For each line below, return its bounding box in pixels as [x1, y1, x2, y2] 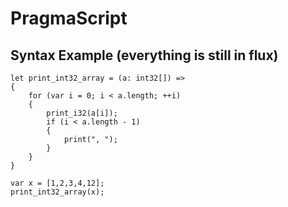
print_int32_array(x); [10, 187, 105, 197]
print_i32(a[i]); [46, 108, 118, 118]
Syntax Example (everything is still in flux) [10, 47, 279, 64]
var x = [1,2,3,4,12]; [10, 178, 105, 188]
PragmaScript [10, 7, 128, 30]
